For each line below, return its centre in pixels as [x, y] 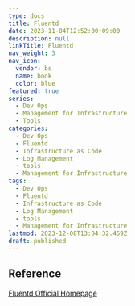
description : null [39, 38]
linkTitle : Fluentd [41, 46]
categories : [28, 128]
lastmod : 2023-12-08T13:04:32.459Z [68, 234]
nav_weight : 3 [32, 53]
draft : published [37, 241]
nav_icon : [25, 61]
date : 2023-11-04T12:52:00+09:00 [64, 31]
